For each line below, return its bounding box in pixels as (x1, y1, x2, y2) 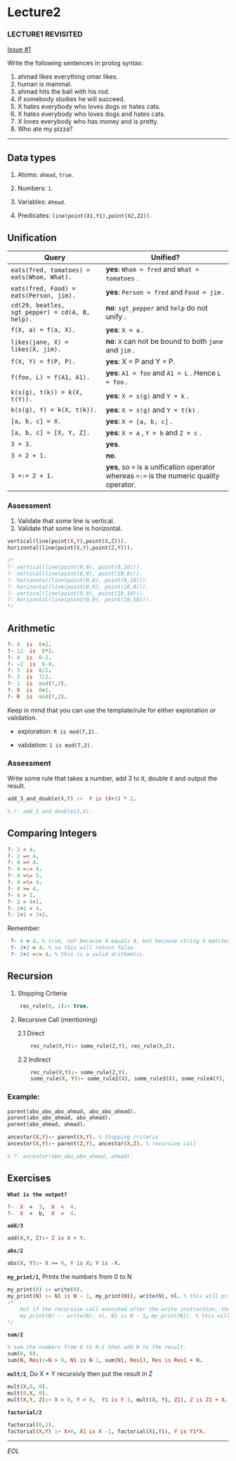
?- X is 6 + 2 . (7, 687, 52, 694)
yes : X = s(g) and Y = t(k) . (105, 405, 199, 415)
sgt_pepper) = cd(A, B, (11, 309, 91, 316)
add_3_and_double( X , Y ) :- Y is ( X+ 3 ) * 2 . (7, 795, 137, 802)
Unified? (150, 252, 181, 262)
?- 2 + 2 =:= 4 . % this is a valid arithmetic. (10, 951, 146, 958)
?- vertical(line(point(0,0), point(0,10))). (7, 564, 143, 571)
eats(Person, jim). (11, 292, 76, 300)
